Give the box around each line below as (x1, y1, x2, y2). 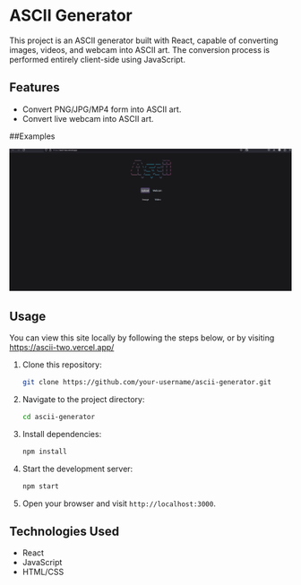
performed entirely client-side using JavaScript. (9, 54, 186, 65)
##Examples (9, 131, 56, 142)
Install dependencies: (21, 428, 102, 439)
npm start (21, 481, 60, 491)
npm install (21, 447, 67, 456)
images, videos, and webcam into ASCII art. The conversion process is (9, 44, 271, 55)
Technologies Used (9, 523, 119, 538)
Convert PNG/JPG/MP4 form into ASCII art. (21, 104, 182, 115)
